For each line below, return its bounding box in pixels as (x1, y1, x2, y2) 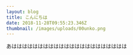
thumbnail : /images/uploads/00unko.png (6, 25, 106, 32)
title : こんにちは (6, 14, 48, 20)
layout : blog (6, 8, 39, 15)
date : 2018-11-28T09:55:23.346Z (6, 20, 87, 26)
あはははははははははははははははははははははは (6, 42, 127, 50)
